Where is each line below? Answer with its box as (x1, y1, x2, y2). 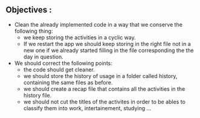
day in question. (23, 53, 64, 60)
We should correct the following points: (14, 59, 113, 67)
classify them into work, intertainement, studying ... (23, 104, 152, 111)
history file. (23, 91, 52, 99)
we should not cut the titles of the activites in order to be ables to (23, 98, 185, 105)
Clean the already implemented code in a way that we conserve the (14, 21, 182, 28)
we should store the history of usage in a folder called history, (23, 72, 178, 79)
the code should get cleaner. (23, 66, 95, 73)
